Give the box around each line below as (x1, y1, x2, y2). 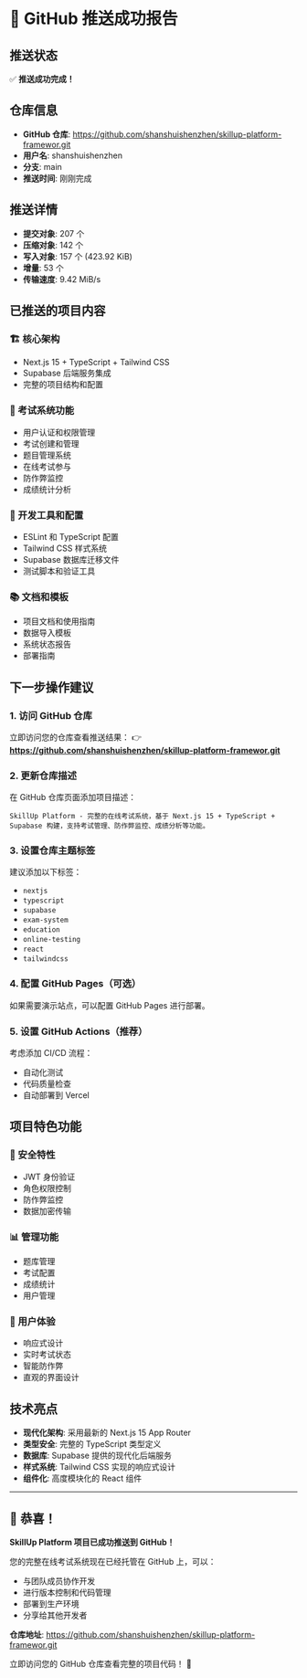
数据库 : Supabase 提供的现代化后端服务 (22, 1450, 172, 1462)
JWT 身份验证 (22, 1171, 76, 1182)
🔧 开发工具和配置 (9, 509, 84, 522)
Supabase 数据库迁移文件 (22, 554, 120, 565)
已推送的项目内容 (9, 303, 106, 319)
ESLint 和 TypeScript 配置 (22, 531, 119, 542)
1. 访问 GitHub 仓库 (9, 709, 93, 722)
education (22, 925, 61, 934)
